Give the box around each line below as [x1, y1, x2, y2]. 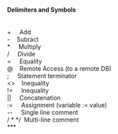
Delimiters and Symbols [7, 5, 76, 14]
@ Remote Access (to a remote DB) [7, 65, 112, 73]
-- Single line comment [7, 109, 78, 117]
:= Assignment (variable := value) [7, 101, 108, 109]
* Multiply [7, 43, 42, 51]
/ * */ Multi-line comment [7, 115, 79, 124]
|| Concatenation [7, 93, 61, 102]
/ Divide [7, 50, 36, 58]
